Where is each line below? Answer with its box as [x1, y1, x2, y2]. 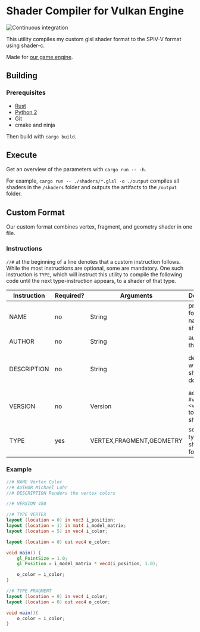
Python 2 [14, 109, 37, 116]
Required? [54, 291, 85, 300]
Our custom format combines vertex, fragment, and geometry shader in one [6, 223, 192, 230]
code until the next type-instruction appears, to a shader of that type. [6, 277, 177, 284]
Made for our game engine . [6, 53, 73, 60]
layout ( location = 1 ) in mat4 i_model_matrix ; [6, 523, 127, 529]
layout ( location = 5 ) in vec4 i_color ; [6, 528, 108, 534]
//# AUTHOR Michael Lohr [6, 485, 68, 491]
